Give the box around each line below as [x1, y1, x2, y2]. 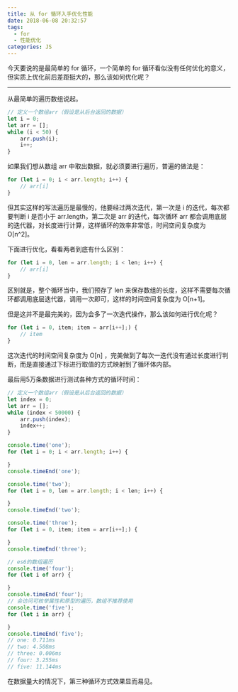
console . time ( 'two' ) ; [7, 480, 72, 487]
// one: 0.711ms [7, 637, 55, 644]
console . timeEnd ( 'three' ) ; [7, 545, 87, 553]
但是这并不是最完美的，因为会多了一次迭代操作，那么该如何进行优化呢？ [7, 310, 218, 318]
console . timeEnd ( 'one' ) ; [7, 467, 81, 475]
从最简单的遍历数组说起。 [7, 94, 82, 103]
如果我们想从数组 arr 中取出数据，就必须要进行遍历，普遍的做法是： [7, 162, 205, 171]
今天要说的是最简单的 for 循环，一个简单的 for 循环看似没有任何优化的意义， [7, 64, 229, 72]
